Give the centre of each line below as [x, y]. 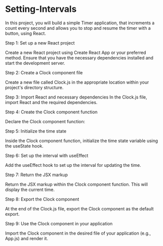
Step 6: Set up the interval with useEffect [47, 155]
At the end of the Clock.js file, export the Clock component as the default [80, 208]
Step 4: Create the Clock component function [51, 112]
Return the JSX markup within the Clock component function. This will [77, 184]
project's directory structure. [34, 87]
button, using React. [25, 33]
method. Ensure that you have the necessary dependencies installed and [79, 57]
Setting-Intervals [41, 9]
